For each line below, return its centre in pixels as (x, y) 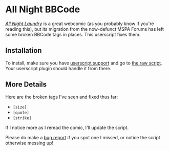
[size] (20, 107)
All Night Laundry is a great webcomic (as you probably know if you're (80, 24)
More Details (26, 85)
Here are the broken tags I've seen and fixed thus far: (62, 97)
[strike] (22, 118)
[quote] (21, 113)
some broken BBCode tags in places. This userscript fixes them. (73, 34)
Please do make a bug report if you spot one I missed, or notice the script (83, 137)
